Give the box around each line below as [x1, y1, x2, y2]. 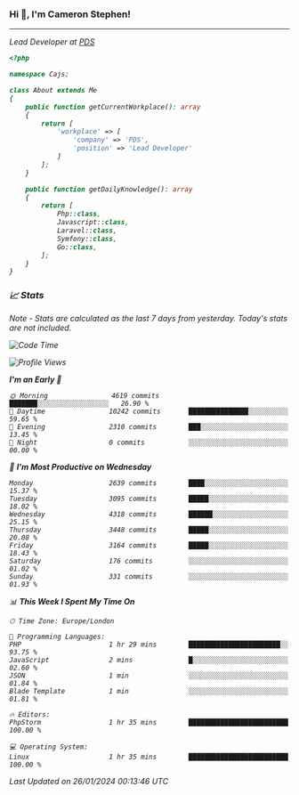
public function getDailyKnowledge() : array [25, 184, 193, 194]
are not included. [9, 322, 72, 333]
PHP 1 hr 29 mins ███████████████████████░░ [9, 640, 289, 649]
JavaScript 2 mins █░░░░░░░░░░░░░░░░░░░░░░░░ [9, 655, 289, 664]
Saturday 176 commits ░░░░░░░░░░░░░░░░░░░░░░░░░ [9, 556, 289, 565]
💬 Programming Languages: [9, 632, 105, 641]
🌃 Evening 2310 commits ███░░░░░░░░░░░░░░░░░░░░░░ [9, 422, 289, 431]
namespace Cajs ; [9, 70, 69, 79]
